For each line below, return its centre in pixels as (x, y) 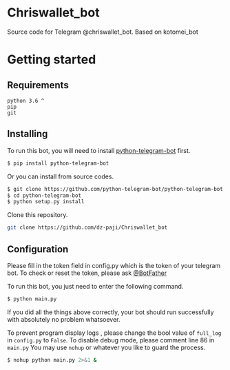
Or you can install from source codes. (61, 176)
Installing (28, 134)
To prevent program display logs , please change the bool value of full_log (114, 333)
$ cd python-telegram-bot (44, 195)
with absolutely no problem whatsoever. (64, 319)
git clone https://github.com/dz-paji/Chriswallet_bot (87, 228)
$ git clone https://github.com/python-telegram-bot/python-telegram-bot (115, 189)
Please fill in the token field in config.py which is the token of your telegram (114, 265)
